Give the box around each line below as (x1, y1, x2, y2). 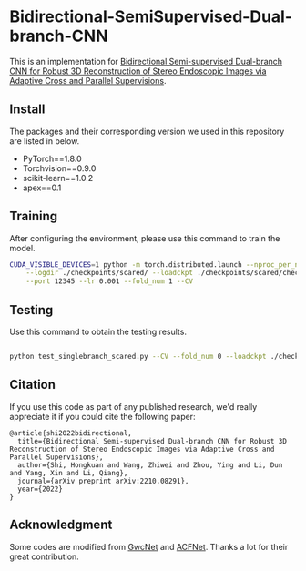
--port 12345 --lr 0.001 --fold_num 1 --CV (25, 277, 194, 286)
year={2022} (17, 484, 64, 494)
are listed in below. (9, 135, 80, 147)
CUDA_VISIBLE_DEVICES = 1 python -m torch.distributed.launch (9, 260, 243, 270)
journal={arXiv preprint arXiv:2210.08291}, (17, 476, 189, 485)
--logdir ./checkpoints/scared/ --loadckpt (25, 269, 194, 278)
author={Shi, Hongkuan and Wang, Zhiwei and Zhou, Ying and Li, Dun (17, 460, 283, 470)
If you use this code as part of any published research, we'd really (9, 401, 258, 412)
